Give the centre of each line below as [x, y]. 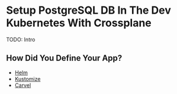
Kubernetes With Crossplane [79, 23]
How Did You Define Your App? [64, 58]
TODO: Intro [21, 39]
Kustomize [28, 79]
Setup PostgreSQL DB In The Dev [89, 10]
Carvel [23, 85]
